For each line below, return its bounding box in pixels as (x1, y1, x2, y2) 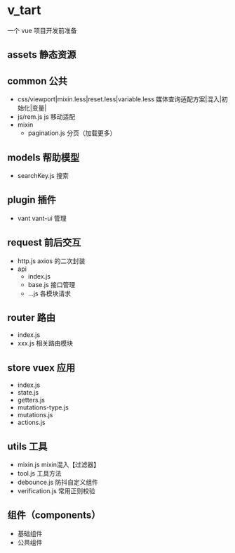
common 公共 (7, 75, 68, 87)
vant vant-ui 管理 (17, 214, 67, 222)
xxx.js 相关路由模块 (17, 339, 74, 348)
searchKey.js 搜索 (17, 171, 69, 179)
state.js (17, 388, 39, 397)
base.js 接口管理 (27, 280, 76, 288)
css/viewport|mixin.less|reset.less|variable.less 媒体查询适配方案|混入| (17, 95, 222, 103)
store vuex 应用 (7, 362, 76, 374)
